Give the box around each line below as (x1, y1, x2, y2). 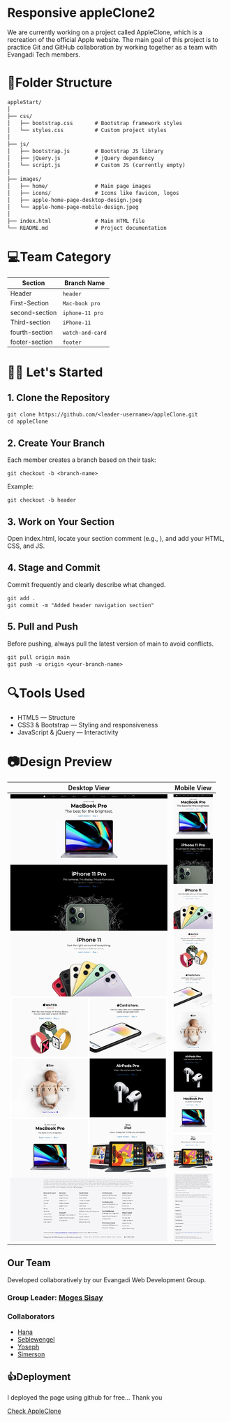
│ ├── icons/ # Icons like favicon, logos (7, 189, 179, 196)
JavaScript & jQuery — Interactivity (17, 728, 119, 737)
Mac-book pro (62, 300, 100, 307)
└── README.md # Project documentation (7, 224, 167, 231)
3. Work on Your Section (7, 516, 115, 528)
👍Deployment (7, 1371, 71, 1383)
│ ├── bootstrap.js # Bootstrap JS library (7, 147, 164, 154)
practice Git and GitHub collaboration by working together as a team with (7, 43, 218, 51)
